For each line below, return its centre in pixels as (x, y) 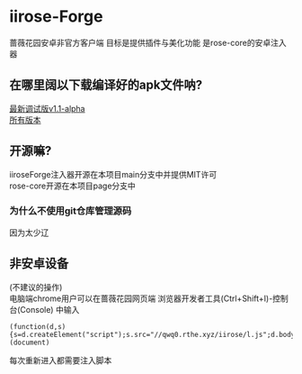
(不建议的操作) (36, 287)
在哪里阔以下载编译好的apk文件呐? (106, 85)
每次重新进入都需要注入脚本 (61, 360)
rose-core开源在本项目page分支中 (73, 186)
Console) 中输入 (50, 309)
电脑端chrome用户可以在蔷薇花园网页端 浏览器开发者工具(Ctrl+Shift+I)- (141, 298)
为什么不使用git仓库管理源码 (71, 211)
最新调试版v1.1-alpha (47, 108)
